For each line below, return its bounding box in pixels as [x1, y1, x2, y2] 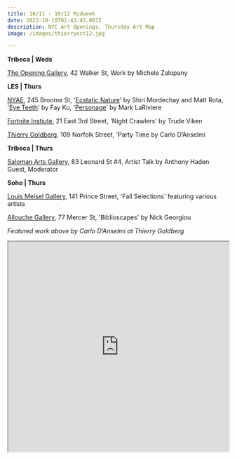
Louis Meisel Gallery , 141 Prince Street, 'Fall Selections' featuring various [7, 192, 217, 200]
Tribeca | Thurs [7, 144, 53, 153]
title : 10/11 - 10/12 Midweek [7, 10, 96, 18]
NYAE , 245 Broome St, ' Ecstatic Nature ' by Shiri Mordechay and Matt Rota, [7, 96, 224, 104]
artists [7, 200, 26, 208]
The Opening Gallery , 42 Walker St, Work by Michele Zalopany [7, 69, 188, 77]
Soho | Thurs [7, 179, 46, 187]
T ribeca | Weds [7, 55, 53, 64]
